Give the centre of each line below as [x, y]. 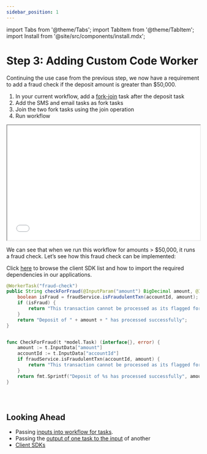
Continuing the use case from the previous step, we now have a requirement [103, 78]
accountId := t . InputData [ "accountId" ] [68, 353]
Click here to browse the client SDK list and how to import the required [95, 268]
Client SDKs [30, 445]
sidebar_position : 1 [33, 12]
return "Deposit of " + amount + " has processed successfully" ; [103, 320]
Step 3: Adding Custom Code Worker [102, 60]
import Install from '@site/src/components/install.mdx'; [76, 36]
